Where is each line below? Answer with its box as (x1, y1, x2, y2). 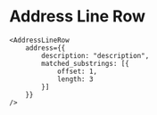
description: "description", (41, 51, 150, 60)
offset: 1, (56, 67, 98, 76)
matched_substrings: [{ (41, 59, 129, 68)
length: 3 (56, 74, 94, 84)
